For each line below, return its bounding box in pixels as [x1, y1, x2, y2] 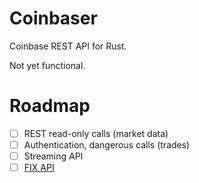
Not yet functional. [9, 59, 86, 71]
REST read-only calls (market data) [23, 127, 169, 139]
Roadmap [9, 95, 91, 117]
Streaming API [23, 150, 84, 162]
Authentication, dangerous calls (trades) [23, 138, 191, 151]
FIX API [23, 162, 55, 174]
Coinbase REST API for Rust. [9, 40, 127, 52]
